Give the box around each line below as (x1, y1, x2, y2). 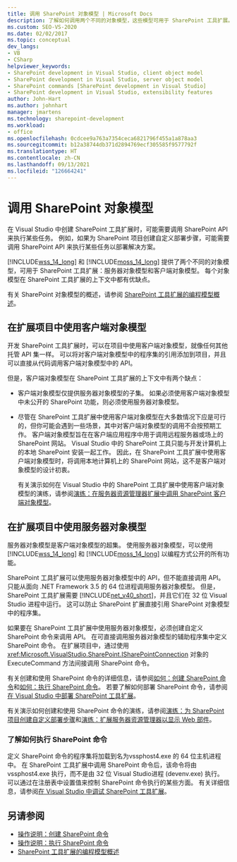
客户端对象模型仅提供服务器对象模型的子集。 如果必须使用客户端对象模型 (17, 389, 230, 398)
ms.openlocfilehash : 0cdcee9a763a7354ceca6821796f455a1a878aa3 (7, 135, 197, 142)
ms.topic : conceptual (7, 37, 71, 44)
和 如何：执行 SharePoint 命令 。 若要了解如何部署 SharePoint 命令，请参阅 (13, 683, 228, 691)
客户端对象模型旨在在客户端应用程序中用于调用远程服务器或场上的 (31, 431, 224, 439)
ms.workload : (7, 121, 46, 129)
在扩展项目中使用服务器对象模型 (7, 521, 147, 533)
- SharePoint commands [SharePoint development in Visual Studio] (7, 82, 207, 90)
